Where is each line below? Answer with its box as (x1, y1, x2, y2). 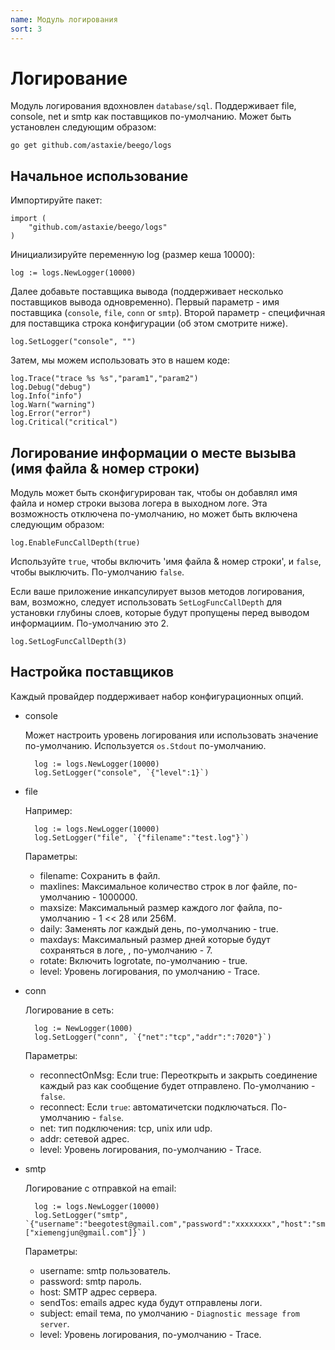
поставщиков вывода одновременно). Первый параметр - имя (10, 296, 280, 308)
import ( (10, 214, 47, 224)
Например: (24, 804, 73, 816)
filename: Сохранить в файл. (39, 869, 161, 881)
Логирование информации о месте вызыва (10, 444, 297, 461)
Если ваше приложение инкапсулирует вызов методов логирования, (10, 586, 305, 598)
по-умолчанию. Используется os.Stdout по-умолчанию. (24, 739, 267, 751)
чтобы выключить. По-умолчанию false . (10, 566, 185, 578)
